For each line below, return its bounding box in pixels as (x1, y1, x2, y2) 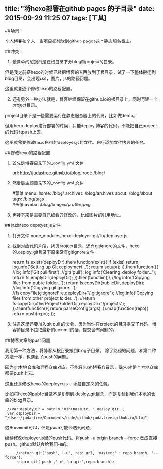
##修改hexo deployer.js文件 (5, 222, 61, 228)
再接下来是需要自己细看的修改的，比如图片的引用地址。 (12, 212, 123, 218)
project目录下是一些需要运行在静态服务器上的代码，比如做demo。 (5, 112, 138, 118)
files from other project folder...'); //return (12, 295, 95, 301)
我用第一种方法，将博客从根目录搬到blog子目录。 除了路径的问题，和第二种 (5, 347, 156, 353)
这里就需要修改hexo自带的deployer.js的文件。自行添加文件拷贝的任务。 (5, 139, 148, 145)
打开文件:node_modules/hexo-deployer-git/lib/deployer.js (12, 232, 128, 238)
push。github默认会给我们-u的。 (5, 441, 71, 447)
